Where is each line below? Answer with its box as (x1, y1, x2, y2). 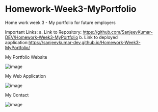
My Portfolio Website (5, 54, 48, 60)
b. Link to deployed (79, 34, 118, 40)
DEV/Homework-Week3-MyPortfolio (5, 34, 79, 40)
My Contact (5, 92, 29, 98)
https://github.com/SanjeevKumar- (82, 29, 153, 35)
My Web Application (5, 73, 46, 79)
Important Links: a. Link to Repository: (5, 29, 82, 35)
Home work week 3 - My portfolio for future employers (5, 20, 116, 25)
